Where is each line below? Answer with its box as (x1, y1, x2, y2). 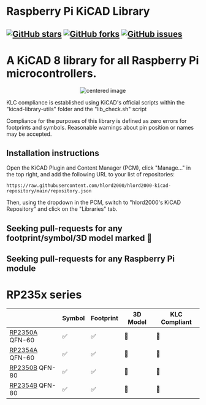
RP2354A (9, 346, 38, 355)
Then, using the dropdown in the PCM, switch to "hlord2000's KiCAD (6, 199, 181, 206)
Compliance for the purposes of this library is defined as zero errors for (6, 117, 187, 124)
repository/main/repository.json (6, 188, 92, 194)
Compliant (161, 318, 192, 326)
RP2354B (9, 381, 38, 390)
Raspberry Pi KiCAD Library (6, 4, 150, 18)
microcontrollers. (6, 66, 97, 81)
